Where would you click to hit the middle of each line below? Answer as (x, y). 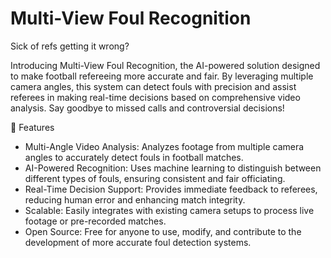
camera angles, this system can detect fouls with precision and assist (153, 86)
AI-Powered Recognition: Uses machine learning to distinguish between (173, 168)
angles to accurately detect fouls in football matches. (134, 157)
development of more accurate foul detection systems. (138, 242)
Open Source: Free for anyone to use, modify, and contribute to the (163, 231)
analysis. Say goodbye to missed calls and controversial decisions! (147, 108)
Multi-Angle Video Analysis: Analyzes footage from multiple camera (164, 146)
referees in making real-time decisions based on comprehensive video (155, 97)
